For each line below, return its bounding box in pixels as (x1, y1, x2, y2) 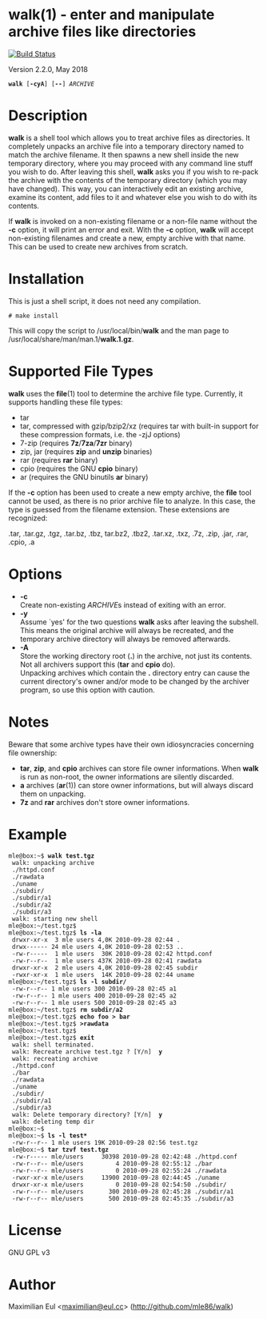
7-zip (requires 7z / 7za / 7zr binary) (19, 438, 133, 448)
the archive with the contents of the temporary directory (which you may (8, 175, 248, 185)
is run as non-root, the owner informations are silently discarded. (19, 771, 234, 781)
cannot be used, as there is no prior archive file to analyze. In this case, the (8, 496, 256, 505)
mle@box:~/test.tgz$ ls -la (8, 929, 102, 937)
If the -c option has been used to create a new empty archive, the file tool (8, 488, 252, 497)
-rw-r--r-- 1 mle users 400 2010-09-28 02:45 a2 (11, 991, 177, 1000)
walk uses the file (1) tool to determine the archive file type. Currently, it (8, 389, 244, 398)
